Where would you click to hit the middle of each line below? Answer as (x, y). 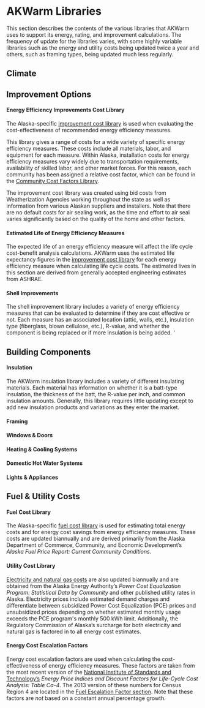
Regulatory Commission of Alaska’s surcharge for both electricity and (94, 625)
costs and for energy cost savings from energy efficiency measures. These (101, 532)
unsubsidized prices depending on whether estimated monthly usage (94, 612)
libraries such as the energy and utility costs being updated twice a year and (103, 48)
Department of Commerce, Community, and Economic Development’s (94, 545)
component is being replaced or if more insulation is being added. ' (91, 333)
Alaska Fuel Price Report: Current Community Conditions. (79, 552)
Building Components (49, 352)
